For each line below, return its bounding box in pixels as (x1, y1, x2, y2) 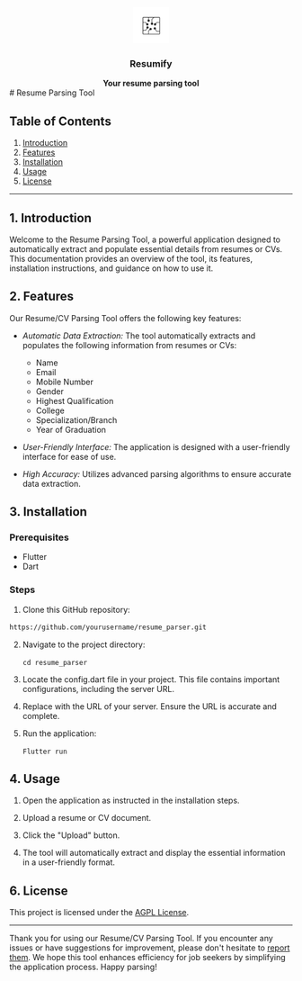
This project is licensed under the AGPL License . (9, 907, 190, 918)
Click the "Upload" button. (22, 830, 120, 841)
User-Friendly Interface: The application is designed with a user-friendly (22, 441, 290, 452)
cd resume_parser (22, 658, 88, 667)
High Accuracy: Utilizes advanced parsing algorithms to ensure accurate (22, 468, 292, 479)
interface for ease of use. (22, 451, 117, 462)
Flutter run (22, 747, 67, 756)
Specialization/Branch (35, 414, 118, 425)
